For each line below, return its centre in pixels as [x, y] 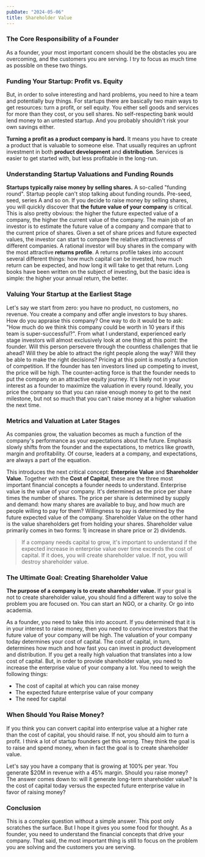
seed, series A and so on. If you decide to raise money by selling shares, [97, 200]
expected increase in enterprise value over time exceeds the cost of [107, 548]
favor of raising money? [36, 792]
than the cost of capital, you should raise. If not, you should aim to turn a [98, 735]
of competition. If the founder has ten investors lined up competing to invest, [103, 366]
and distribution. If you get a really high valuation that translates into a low [99, 655]
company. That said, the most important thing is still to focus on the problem [102, 840]
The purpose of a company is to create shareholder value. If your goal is [99, 591]
